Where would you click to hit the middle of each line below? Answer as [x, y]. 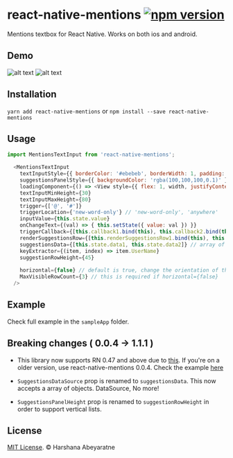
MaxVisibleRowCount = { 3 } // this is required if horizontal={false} [119, 277]
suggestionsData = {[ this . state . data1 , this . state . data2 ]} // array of [122, 245]
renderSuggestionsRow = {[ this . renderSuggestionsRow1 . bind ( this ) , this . [124, 238]
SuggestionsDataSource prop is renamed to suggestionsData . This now [116, 380]
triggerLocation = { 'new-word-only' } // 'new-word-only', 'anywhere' [119, 212]
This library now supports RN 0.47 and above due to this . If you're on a [118, 360]
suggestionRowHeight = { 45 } [57, 257]
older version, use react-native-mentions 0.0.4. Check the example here [120, 367]
